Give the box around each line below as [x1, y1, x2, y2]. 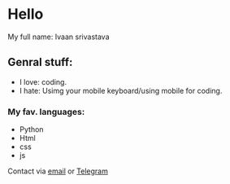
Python [19, 125, 44, 134]
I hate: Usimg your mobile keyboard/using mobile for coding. [19, 85, 223, 95]
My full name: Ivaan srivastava [7, 32, 110, 42]
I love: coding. [19, 77, 67, 86]
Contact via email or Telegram [7, 166, 109, 176]
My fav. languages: [7, 106, 85, 117]
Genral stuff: [7, 55, 73, 69]
